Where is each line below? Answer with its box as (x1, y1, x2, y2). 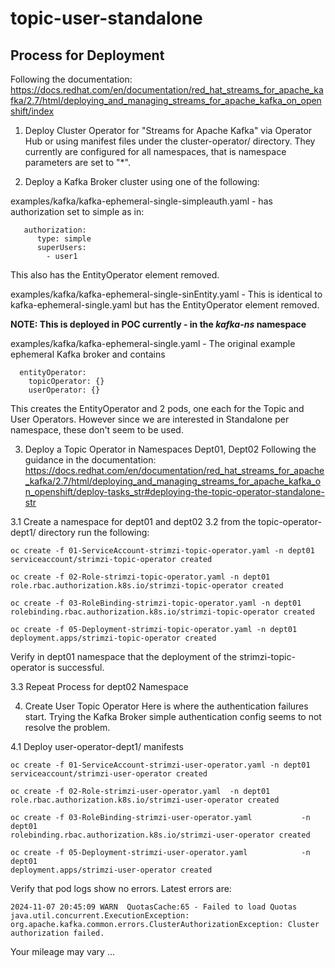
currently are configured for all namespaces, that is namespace (24, 146, 287, 157)
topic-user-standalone (10, 7, 203, 30)
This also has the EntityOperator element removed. (10, 269, 220, 281)
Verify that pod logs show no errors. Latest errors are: (10, 883, 232, 894)
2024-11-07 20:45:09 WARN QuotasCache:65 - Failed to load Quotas (10, 902, 298, 912)
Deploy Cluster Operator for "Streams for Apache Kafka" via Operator (24, 125, 313, 136)
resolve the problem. (24, 722, 111, 733)
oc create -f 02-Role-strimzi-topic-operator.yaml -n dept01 (10, 572, 271, 582)
